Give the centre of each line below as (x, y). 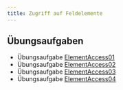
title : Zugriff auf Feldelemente (55, 13)
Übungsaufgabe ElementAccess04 (67, 79)
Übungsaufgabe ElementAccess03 (66, 72)
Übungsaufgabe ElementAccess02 (66, 65)
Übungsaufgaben (45, 41)
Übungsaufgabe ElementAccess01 (66, 57)
